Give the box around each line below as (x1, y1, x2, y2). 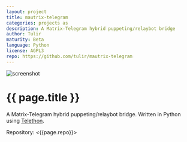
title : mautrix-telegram (6, 14, 68, 20)
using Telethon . (6, 117, 45, 124)
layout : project (6, 8, 47, 15)
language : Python (6, 43, 50, 49)
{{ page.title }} (6, 90, 80, 104)
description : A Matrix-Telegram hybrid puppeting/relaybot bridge (6, 25, 176, 32)
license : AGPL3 (6, 48, 44, 54)
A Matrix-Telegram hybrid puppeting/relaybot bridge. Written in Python (6, 110, 181, 117)
